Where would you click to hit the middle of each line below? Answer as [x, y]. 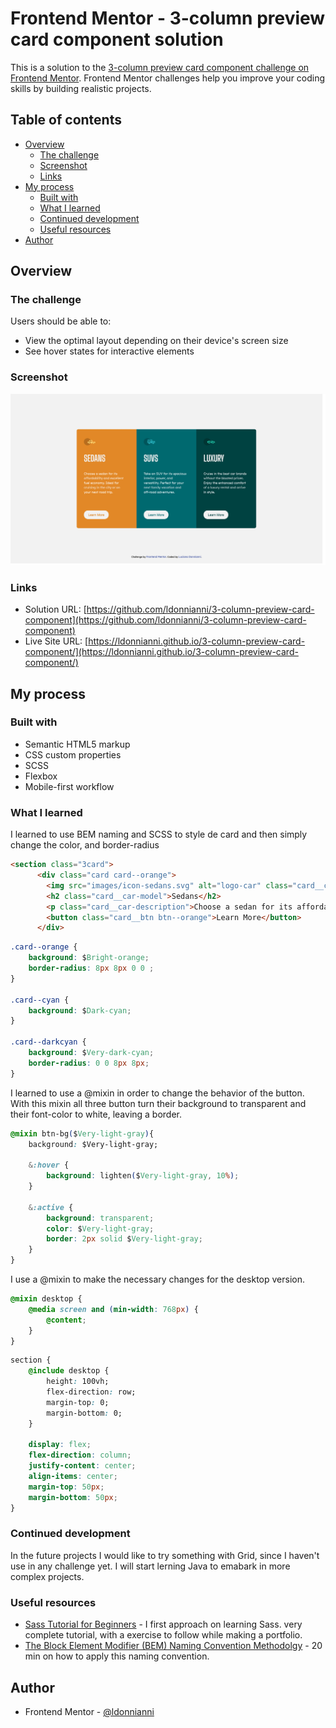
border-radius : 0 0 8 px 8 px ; [89, 1063]
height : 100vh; [78, 1382]
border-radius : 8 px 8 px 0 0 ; [91, 968]
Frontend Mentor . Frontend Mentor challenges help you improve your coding [168, 78]
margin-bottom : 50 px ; [73, 1497]
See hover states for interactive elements [109, 351]
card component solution [117, 39]
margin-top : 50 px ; [66, 1487]
